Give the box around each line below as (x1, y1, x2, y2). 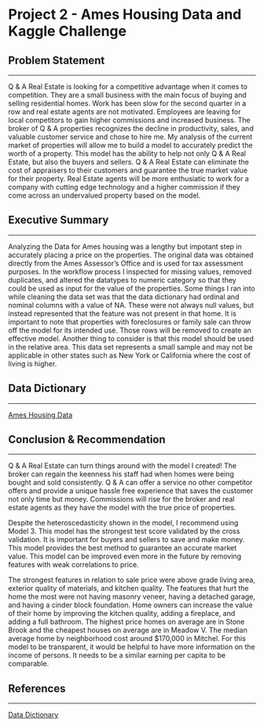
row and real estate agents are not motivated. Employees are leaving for (8, 107, 241, 116)
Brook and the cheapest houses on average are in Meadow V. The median (8, 625, 247, 635)
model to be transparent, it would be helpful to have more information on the (8, 642, 255, 651)
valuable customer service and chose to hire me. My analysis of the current (8, 132, 253, 141)
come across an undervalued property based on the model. (8, 191, 201, 200)
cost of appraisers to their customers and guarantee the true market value (8, 165, 248, 175)
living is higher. (8, 358, 57, 368)
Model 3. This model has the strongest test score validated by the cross (8, 526, 240, 536)
